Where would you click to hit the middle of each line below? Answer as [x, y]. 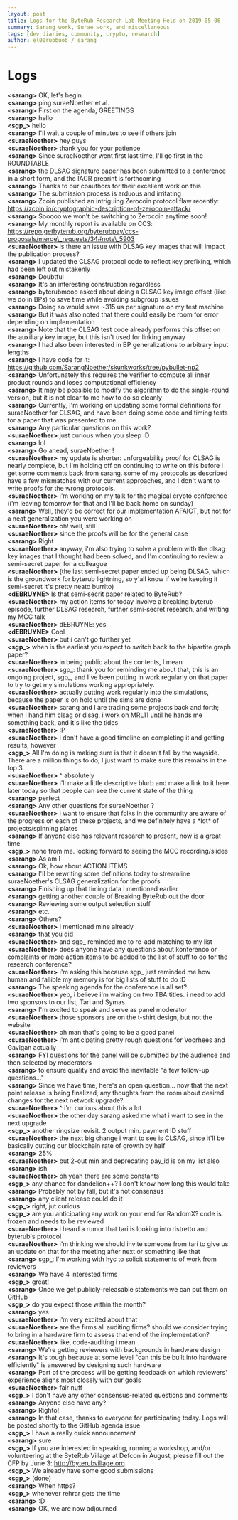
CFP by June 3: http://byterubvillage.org [66, 1463]
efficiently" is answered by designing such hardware [84, 1365]
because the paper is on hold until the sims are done [84, 700]
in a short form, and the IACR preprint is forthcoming [84, 179]
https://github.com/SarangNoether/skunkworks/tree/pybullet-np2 [103, 368]
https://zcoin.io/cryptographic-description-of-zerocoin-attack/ [99, 209]
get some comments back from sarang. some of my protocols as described [118, 473]
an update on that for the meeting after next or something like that [104, 1252]
